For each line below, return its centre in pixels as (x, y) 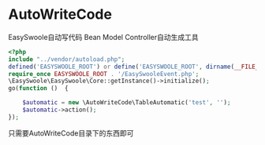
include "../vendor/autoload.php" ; (67, 59)
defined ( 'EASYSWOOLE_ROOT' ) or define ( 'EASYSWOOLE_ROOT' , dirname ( (121, 67)
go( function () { (38, 89)
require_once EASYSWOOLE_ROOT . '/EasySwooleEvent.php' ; (104, 74)
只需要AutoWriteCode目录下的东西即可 (71, 133)
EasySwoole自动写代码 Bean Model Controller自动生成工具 (103, 37)
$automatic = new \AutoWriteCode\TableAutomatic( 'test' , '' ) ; (127, 103)
